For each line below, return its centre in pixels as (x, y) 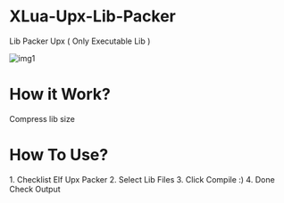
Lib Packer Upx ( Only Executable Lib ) (80, 41)
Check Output (35, 189)
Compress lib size (42, 118)
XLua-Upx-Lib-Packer (92, 16)
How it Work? (60, 94)
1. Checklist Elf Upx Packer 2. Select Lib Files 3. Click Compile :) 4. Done (142, 179)
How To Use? (59, 155)
